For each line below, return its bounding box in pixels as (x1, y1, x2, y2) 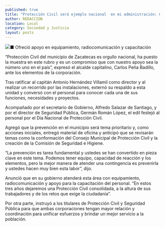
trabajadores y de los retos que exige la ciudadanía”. (5, 191, 111, 196)
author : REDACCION (5, 16, 43, 21)
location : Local (5, 21, 38, 26)
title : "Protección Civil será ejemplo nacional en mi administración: (5, 12, 157, 17)
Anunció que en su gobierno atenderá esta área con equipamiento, (5, 175, 141, 181)
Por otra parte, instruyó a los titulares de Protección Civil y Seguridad (5, 200, 145, 206)
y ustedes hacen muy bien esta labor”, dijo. (5, 166, 92, 171)
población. (5, 216, 27, 222)
